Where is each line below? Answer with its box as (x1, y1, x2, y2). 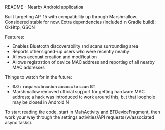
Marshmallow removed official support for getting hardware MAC (12, 89, 145, 94)
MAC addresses (12, 64, 45, 70)
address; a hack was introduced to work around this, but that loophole (12, 94, 156, 100)
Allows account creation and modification (12, 54, 97, 60)
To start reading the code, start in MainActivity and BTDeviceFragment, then (5, 109, 160, 115)
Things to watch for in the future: (5, 74, 73, 80)
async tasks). (5, 120, 33, 125)
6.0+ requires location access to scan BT (12, 84, 96, 89)
